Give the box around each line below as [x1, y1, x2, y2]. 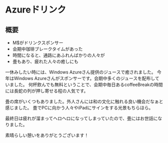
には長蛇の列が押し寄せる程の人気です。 [5, 88, 89, 93]
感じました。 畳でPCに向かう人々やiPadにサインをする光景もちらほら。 [5, 105, 153, 110]
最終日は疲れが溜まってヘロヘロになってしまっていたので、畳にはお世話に [5, 115, 158, 121]
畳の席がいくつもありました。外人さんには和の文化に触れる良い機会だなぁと [5, 98, 163, 104]
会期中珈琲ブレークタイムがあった [12, 46, 83, 52]
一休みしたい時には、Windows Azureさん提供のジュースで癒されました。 [5, 69, 156, 75]
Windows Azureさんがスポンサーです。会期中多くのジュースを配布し [14, 75, 155, 81]
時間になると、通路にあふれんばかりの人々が [12, 52, 105, 58]
